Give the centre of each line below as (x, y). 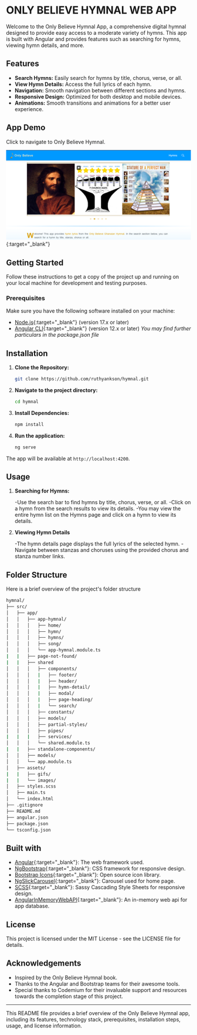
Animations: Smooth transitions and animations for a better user (93, 103)
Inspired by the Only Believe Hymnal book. (66, 977)
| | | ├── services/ (39, 737)
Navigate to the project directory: (56, 390)
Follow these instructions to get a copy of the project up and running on (93, 276)
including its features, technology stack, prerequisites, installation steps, (93, 1019)
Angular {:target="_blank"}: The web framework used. (79, 862)
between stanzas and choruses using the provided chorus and (113, 550)
